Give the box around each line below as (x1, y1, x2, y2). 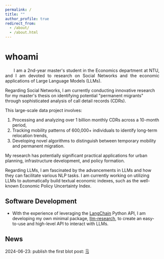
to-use (12, 221, 26, 227)
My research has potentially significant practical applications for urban (5, 152, 148, 158)
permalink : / (5, 7, 32, 12)
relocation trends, (12, 132, 48, 138)
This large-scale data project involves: (5, 107, 82, 113)
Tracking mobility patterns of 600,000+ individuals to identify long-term (12, 127, 158, 133)
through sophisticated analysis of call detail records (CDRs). (5, 98, 126, 104)
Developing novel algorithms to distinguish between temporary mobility (12, 138, 156, 144)
